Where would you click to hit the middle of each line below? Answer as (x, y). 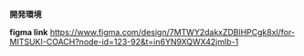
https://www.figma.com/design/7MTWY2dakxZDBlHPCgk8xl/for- (172, 32)
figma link (29, 32)
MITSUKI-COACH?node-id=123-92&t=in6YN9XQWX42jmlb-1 (124, 42)
